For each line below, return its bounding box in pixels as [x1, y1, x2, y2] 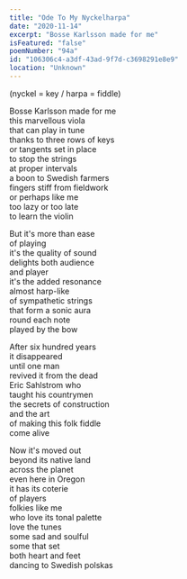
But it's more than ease [9, 228, 95, 239]
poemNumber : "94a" [9, 47, 78, 56]
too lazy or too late [9, 201, 79, 212]
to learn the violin [9, 211, 74, 222]
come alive [9, 427, 50, 438]
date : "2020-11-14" [9, 22, 83, 31]
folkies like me [9, 502, 63, 513]
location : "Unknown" [9, 64, 87, 73]
